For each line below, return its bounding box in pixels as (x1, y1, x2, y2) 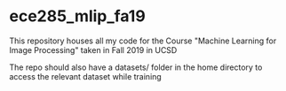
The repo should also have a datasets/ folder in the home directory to (9, 62, 263, 72)
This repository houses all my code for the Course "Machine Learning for (9, 35, 277, 46)
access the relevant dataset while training (9, 71, 162, 81)
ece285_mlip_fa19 (9, 6, 147, 27)
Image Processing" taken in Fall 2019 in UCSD (9, 44, 178, 55)
